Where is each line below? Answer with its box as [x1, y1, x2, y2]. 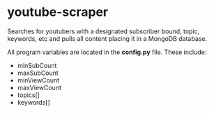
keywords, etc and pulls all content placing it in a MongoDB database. [7, 34, 208, 42]
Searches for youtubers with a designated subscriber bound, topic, [7, 27, 200, 35]
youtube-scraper [7, 4, 109, 20]
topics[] [17, 91, 40, 99]
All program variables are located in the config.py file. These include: [7, 48, 207, 56]
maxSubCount [17, 69, 59, 77]
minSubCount [17, 61, 57, 69]
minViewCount [17, 76, 60, 84]
